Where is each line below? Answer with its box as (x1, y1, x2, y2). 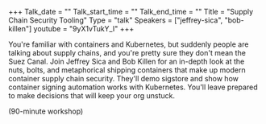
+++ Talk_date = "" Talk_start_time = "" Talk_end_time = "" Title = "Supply (8, 7, 254, 16)
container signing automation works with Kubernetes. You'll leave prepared (8, 82, 258, 92)
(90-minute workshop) (8, 106, 84, 116)
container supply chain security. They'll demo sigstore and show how (8, 74, 239, 83)
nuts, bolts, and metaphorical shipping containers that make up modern (8, 65, 246, 75)
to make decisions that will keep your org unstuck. (8, 91, 176, 100)
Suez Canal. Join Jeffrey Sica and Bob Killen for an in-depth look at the (8, 56, 245, 66)
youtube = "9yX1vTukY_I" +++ (33, 24, 135, 33)
